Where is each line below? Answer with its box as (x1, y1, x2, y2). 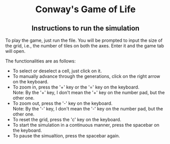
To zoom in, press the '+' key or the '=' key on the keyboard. (12, 84, 139, 90)
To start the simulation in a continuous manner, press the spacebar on (12, 122, 159, 128)
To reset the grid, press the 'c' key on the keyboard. (12, 117, 122, 123)
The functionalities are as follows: (5, 58, 76, 64)
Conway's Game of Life (35, 4, 136, 15)
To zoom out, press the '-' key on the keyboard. (12, 100, 113, 106)
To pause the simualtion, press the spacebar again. (12, 133, 121, 138)
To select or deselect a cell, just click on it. (12, 68, 102, 74)
